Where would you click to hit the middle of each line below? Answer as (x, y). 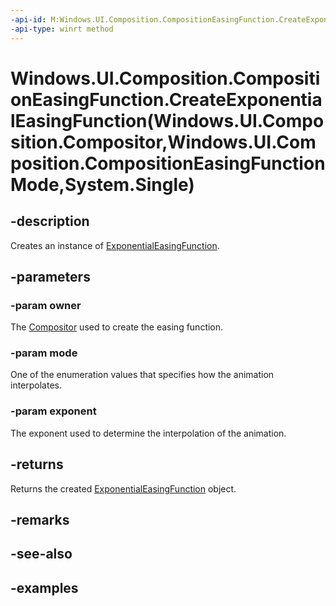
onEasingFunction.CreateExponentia (166, 99)
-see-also (41, 554)
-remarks (40, 519)
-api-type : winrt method (62, 29)
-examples (44, 587)
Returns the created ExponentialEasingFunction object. (123, 488)
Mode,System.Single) (102, 184)
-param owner (46, 305)
